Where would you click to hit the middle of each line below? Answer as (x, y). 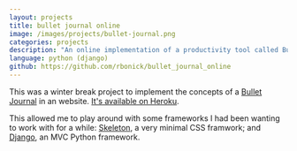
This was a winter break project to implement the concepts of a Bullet (136, 91)
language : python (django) (59, 58)
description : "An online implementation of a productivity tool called (144, 50)
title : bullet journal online (65, 26)
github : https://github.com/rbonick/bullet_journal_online (120, 67)
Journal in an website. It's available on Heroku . (94, 101)
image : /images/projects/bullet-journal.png (92, 34)
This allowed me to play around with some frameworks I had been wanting (145, 118)
